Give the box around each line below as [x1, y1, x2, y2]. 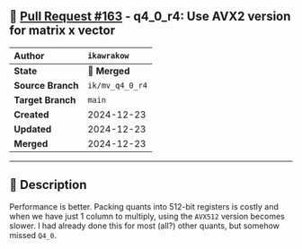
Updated [13, 123, 52, 135]
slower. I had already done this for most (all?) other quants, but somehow [9, 220, 280, 231]
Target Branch [13, 93, 76, 106]
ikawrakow [87, 50, 129, 61]
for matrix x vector [9, 23, 115, 39]
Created [13, 108, 49, 121]
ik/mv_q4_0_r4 [87, 80, 148, 90]
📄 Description [9, 177, 87, 193]
